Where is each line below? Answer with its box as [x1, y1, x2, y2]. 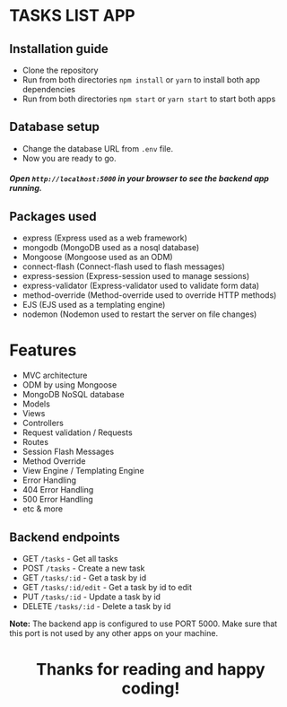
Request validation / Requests [22, 427, 133, 438]
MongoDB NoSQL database [22, 389, 125, 400]
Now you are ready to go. [22, 153, 117, 163]
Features [9, 340, 77, 361]
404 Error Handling [22, 484, 94, 495]
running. [9, 183, 42, 194]
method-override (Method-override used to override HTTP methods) [22, 290, 277, 301]
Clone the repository [22, 65, 99, 75]
